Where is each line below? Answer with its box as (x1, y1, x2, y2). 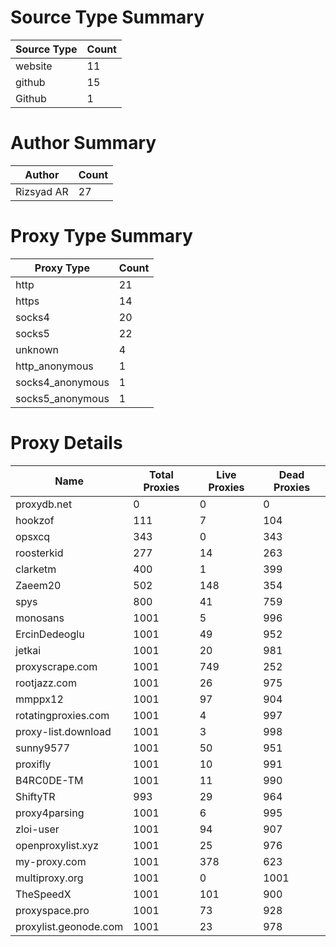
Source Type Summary (10, 6, 205, 29)
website (15, 59, 53, 73)
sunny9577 (15, 741, 71, 755)
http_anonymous (15, 359, 94, 373)
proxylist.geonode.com (15, 919, 124, 933)
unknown (15, 342, 59, 356)
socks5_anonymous (15, 391, 110, 405)
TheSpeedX (15, 887, 72, 901)
